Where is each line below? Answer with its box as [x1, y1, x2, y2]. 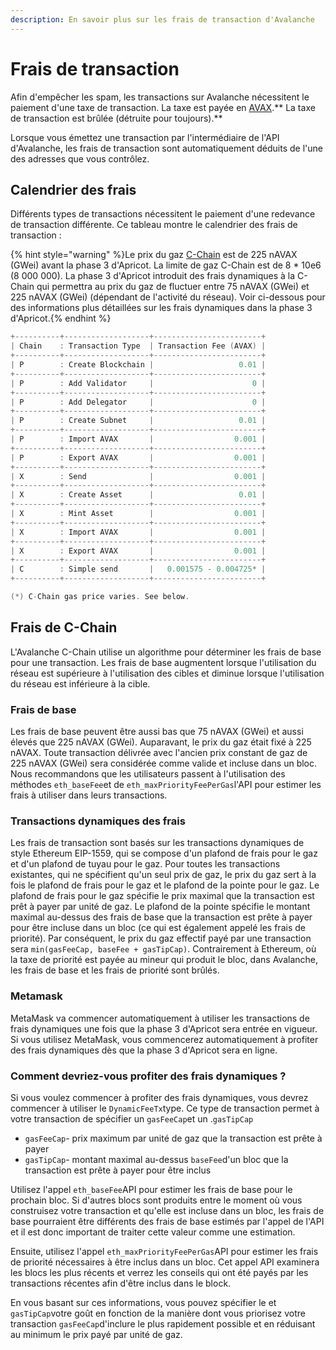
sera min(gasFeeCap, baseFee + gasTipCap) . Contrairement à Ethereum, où [10, 943, 317, 955]
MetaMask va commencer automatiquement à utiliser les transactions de [10, 1012, 310, 1024]
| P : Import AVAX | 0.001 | [10, 434, 267, 444]
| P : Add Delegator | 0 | [10, 397, 267, 407]
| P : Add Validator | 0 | [10, 378, 267, 388]
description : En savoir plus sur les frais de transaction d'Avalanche [10, 14, 315, 25]
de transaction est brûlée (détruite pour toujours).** [10, 112, 223, 124]
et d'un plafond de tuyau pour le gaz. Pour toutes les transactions [10, 858, 281, 870]
